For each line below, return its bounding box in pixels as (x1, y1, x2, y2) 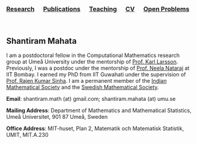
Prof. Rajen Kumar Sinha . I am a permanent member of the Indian (6, 77, 167, 85)
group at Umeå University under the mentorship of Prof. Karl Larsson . (6, 58, 178, 65)
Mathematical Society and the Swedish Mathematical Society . (6, 83, 159, 91)
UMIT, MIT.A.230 (6, 131, 49, 139)
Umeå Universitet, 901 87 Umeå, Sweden (6, 113, 108, 121)
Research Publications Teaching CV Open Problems (6, 5, 190, 13)
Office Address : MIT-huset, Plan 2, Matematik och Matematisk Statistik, (6, 125, 184, 132)
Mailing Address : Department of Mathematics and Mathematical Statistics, (6, 107, 192, 114)
